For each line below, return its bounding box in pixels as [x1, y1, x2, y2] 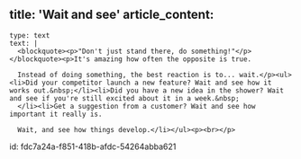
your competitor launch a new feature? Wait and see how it [41, 78, 272, 87]
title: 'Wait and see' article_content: [9, 7, 214, 22]
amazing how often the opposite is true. [94, 54, 252, 64]
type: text [9, 31, 50, 40]
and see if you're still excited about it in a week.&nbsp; [9, 93, 241, 102]
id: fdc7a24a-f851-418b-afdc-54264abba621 [9, 141, 177, 152]
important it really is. [9, 110, 103, 119]
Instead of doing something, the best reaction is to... [17, 70, 236, 79]
